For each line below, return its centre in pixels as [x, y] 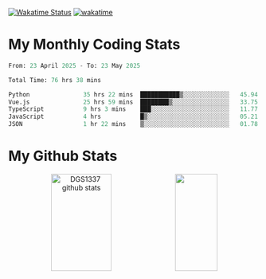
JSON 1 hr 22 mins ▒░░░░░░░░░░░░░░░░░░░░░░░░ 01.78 [133, 124]
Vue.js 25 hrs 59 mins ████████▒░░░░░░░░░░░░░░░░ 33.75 [133, 102]
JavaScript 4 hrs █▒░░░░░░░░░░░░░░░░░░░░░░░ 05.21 [133, 117]
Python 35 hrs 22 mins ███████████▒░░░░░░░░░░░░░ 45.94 [133, 94]
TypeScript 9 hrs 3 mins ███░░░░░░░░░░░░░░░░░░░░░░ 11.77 [133, 109]
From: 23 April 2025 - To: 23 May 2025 [74, 65]
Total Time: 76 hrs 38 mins [55, 80]
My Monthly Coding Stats [94, 45]
